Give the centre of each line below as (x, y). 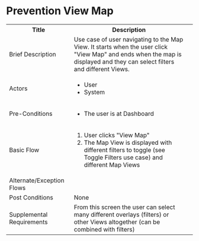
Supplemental (28, 214)
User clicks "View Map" (117, 135)
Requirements (28, 222)
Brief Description (33, 54)
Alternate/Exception (37, 180)
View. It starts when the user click (121, 47)
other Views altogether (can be (117, 222)
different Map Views (112, 164)
